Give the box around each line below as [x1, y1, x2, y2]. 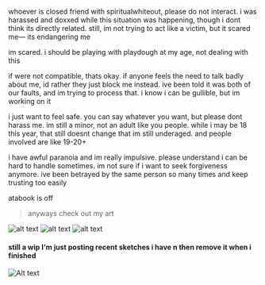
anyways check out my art [27, 209, 114, 218]
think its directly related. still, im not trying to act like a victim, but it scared [8, 24, 252, 33]
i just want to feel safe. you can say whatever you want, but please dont [8, 112, 243, 121]
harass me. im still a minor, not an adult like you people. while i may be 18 [8, 121, 248, 129]
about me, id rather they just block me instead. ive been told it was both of [8, 79, 252, 89]
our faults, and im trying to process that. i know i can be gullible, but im [8, 88, 240, 98]
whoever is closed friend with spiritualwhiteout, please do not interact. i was [8, 7, 258, 16]
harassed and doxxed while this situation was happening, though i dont [8, 15, 240, 25]
